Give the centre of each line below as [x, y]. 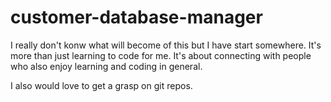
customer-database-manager [136, 17]
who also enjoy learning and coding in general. [106, 66]
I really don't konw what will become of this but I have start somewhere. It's [166, 45]
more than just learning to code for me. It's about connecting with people [161, 55]
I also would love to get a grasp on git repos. [101, 85]
